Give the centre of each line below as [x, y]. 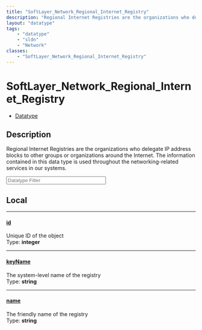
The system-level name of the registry [54, 275]
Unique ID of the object [35, 236]
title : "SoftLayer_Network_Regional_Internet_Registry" [78, 12]
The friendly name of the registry [47, 314]
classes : [17, 51]
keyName [19, 261]
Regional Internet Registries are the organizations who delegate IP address [99, 149]
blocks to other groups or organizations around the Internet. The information [101, 155]
